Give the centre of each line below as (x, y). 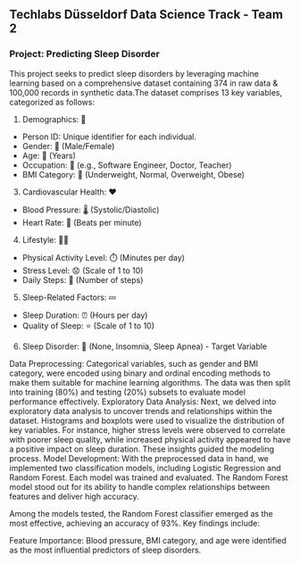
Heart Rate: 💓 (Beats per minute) (82, 222)
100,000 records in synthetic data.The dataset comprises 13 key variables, (146, 92)
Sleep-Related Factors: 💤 (69, 297)
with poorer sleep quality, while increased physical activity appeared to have (150, 439)
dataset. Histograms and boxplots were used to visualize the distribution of (147, 420)
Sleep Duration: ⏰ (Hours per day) (85, 315)
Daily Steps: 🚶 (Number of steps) (83, 279)
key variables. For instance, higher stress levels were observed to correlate (147, 430)
